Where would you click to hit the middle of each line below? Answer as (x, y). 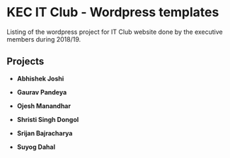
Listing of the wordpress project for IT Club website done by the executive (115, 32)
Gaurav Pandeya (42, 92)
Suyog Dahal (36, 147)
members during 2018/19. (44, 39)
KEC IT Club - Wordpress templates (113, 12)
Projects (25, 62)
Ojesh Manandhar (44, 106)
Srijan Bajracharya (45, 133)
